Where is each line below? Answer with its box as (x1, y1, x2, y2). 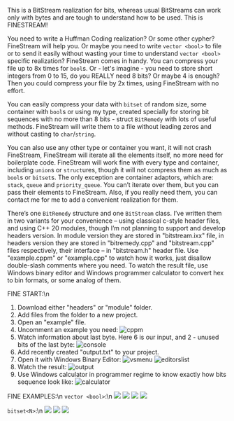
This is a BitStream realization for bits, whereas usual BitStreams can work (7, 6, 221, 14)
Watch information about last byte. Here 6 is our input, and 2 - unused (17, 333, 219, 341)
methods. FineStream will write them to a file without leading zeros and (7, 123, 212, 130)
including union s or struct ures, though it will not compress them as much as (7, 166, 228, 174)
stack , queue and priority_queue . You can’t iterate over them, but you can (7, 181, 219, 188)
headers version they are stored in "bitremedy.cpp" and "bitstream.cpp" (7, 239, 214, 247)
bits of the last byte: (17, 340, 75, 349)
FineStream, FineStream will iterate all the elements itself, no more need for (7, 151, 224, 159)
